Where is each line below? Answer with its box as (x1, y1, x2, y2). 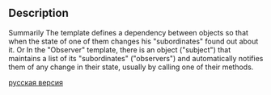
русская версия (8, 77, 63, 87)
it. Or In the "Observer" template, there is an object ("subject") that (8, 44, 231, 55)
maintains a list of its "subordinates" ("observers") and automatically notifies (8, 53, 264, 63)
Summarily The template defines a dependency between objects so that (8, 27, 249, 37)
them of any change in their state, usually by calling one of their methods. (8, 62, 254, 72)
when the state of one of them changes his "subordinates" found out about (8, 36, 259, 46)
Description (8, 6, 69, 20)
